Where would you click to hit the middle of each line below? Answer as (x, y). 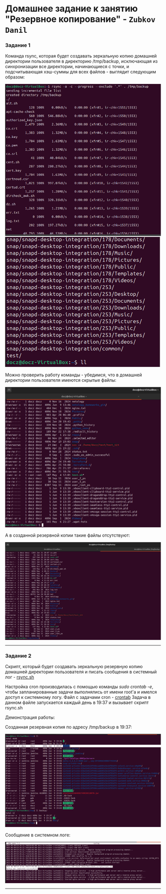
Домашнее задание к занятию (72, 9)
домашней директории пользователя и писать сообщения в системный (81, 672)
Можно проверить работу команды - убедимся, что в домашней (74, 375)
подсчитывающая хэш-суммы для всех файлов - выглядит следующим (81, 72)
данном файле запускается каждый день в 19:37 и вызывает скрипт (77, 702)
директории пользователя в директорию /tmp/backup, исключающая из (82, 61)
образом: (15, 77)
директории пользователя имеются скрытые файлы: (61, 380)
